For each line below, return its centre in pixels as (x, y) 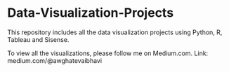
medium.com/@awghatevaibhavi (55, 60)
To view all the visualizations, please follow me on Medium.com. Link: (108, 53)
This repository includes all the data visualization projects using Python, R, (115, 32)
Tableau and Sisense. (38, 39)
